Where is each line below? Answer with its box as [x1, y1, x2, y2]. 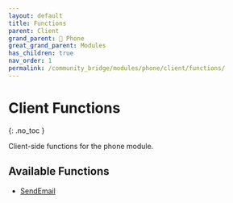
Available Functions [8, 164, 110, 178]
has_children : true [8, 49, 74, 57]
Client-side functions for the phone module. [8, 141, 154, 151]
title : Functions [8, 19, 67, 27]
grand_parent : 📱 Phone [8, 34, 85, 43]
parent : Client [8, 27, 60, 35]
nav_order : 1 [8, 57, 52, 65]
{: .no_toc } [8, 126, 45, 135]
